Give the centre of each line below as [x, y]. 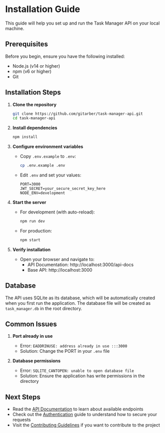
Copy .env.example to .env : [48, 156]
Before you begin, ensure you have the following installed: [65, 56]
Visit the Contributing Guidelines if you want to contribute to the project [86, 425]
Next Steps [23, 397]
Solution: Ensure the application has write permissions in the [82, 376]
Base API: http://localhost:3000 [60, 270]
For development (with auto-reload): [57, 212]
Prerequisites [27, 44]
